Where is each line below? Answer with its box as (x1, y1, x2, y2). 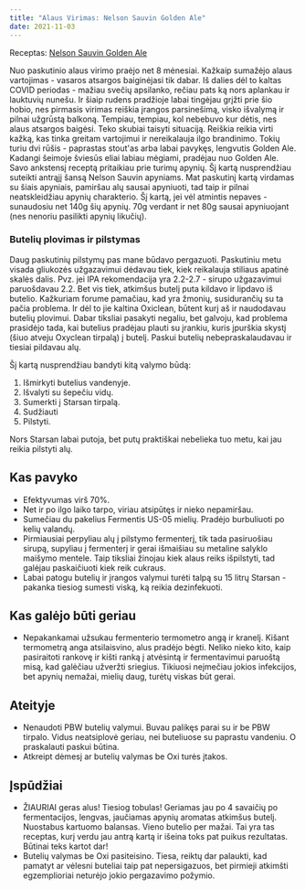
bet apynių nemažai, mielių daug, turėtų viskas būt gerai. (22, 671, 236, 682)
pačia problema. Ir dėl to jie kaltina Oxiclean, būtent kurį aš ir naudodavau (9, 303, 286, 314)
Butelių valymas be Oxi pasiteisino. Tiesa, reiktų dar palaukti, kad (22, 851, 268, 862)
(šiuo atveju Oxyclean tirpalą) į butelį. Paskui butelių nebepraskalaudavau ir (9, 331, 292, 343)
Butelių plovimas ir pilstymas (9, 233, 141, 246)
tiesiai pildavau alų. (9, 341, 82, 352)
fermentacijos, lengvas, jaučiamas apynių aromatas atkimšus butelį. (22, 811, 277, 823)
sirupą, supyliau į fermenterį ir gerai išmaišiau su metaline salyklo (22, 542, 268, 553)
